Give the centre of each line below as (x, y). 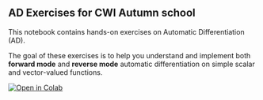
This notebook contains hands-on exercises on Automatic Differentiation (126, 31)
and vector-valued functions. (55, 72)
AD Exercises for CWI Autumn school (102, 13)
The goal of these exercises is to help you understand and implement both (130, 55)
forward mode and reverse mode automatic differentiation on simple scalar (131, 64)
